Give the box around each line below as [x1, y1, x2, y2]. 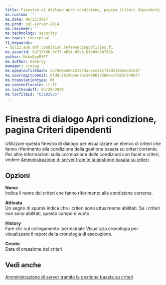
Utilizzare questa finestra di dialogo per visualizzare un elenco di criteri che [5, 140, 161, 147]
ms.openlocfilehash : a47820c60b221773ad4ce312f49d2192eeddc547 [5, 68, 140, 74]
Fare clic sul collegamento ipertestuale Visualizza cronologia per [5, 226, 138, 232]
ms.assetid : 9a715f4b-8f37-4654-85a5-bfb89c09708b [5, 49, 113, 54]
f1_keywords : [5, 40, 33, 45]
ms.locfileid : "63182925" [5, 92, 59, 97]
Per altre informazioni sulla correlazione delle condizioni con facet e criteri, [5, 152, 160, 158]
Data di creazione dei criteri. [5, 246, 64, 252]
